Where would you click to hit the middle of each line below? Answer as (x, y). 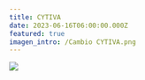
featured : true (37, 33)
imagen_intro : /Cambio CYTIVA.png (73, 42)
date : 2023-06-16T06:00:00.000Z (69, 25)
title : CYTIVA (35, 17)
